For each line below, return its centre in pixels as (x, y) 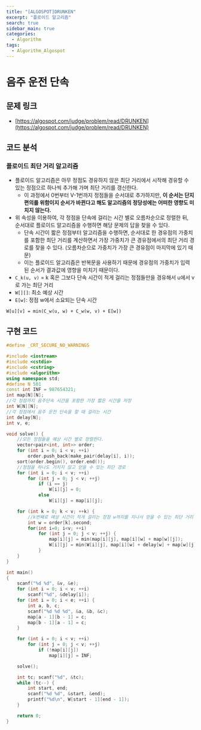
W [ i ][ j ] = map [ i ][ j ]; (76, 501)
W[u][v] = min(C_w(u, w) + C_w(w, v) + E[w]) (64, 311)
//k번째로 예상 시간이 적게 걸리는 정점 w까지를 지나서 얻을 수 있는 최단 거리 (111, 517)
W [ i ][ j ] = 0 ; (65, 490)
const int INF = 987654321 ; (41, 390)
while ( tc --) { (36, 683)
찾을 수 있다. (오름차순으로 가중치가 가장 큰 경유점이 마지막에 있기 (111, 248)
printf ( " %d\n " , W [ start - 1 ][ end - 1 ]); (79, 699)
